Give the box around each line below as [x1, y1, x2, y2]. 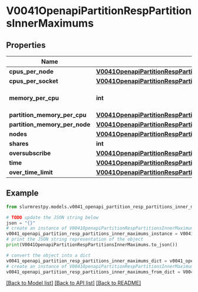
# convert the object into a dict [6, 252, 91, 258]
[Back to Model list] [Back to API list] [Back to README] [6, 280, 141, 287]
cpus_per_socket [9, 77, 58, 85]
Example [6, 188, 39, 198]
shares [9, 140, 29, 148]
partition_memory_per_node [9, 121, 91, 128]
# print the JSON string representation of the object [6, 237, 144, 243]
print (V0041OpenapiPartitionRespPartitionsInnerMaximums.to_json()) [6, 242, 178, 248]
